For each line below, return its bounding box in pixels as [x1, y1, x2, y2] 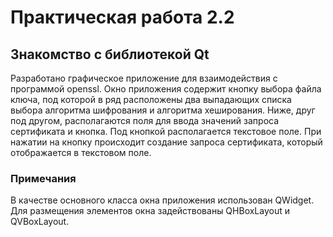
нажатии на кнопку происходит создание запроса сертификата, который [10, 136, 323, 148]
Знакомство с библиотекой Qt [10, 46, 210, 63]
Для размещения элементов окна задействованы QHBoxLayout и [10, 205, 291, 217]
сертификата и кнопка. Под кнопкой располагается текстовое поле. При [10, 126, 322, 137]
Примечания [10, 171, 77, 185]
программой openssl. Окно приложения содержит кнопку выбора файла [10, 83, 322, 95]
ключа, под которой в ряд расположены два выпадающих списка [10, 94, 292, 105]
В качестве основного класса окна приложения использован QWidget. [10, 194, 315, 206]
